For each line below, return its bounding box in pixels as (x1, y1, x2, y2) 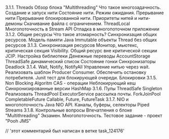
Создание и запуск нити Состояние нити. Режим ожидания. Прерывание (5, 10, 164, 16)
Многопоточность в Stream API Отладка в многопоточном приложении (5, 26, 160, 32)
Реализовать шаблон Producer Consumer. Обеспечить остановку (5, 69, 147, 75)
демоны (5, 20, 23, 26)
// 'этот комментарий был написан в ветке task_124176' (5, 128, 125, 134)
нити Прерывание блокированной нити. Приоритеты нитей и (5, 15, 138, 21)
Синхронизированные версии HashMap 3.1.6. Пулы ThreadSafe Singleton (5, 86, 162, 91)
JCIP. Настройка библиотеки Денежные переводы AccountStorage (5, 53, 151, 59)
